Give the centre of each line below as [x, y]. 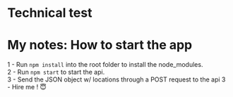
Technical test [50, 13]
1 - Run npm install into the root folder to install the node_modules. [105, 65]
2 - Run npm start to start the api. [56, 72]
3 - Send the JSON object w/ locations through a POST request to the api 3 [116, 79]
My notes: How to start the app [100, 45]
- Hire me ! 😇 [27, 87]
